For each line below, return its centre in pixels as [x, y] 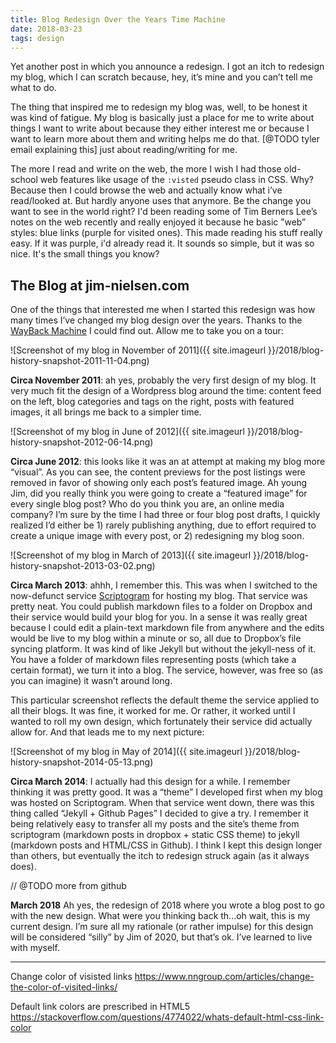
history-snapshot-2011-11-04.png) [80, 361]
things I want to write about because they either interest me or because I [160, 128]
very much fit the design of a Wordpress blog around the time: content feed [166, 391]
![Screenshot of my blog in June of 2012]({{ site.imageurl [127, 432]
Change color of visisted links [71, 977]
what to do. [33, 88]
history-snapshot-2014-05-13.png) [82, 762]
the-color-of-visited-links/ [64, 987]
